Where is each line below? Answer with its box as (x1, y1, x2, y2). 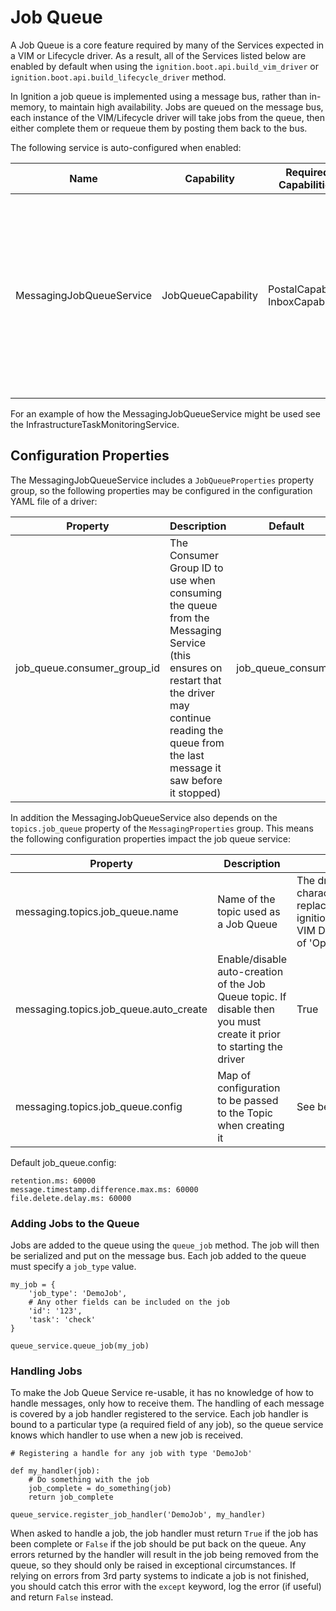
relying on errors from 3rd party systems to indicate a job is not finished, (10, 1570, 310, 1582)
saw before (169, 773, 223, 787)
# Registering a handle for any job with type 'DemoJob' (10, 1449, 253, 1459)
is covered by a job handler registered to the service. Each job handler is (10, 1408, 309, 1420)
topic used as (217, 904, 281, 918)
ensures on (169, 661, 223, 675)
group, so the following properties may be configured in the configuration (10, 484, 313, 496)
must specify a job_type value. (10, 1261, 137, 1273)
